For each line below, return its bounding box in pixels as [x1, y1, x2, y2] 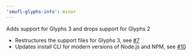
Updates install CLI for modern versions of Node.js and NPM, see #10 [14, 43, 187, 50]
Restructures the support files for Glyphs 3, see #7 [14, 36, 140, 43]
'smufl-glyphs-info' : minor [6, 8, 77, 15]
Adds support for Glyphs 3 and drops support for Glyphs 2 [6, 25, 151, 32]
